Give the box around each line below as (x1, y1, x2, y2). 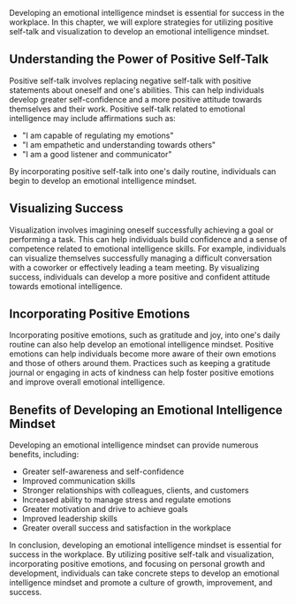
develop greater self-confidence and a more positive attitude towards (9, 94, 262, 104)
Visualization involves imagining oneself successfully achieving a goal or (9, 225, 274, 235)
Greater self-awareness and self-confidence (21, 466, 185, 477)
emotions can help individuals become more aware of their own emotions (9, 348, 277, 359)
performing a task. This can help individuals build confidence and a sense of (9, 233, 288, 244)
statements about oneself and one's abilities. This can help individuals (9, 84, 265, 96)
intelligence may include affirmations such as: (9, 112, 177, 123)
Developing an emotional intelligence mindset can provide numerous (9, 440, 259, 450)
